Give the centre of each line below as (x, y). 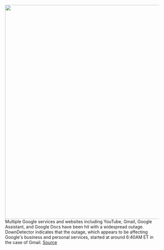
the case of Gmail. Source (31, 242)
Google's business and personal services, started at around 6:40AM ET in (79, 237)
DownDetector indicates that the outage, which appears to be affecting (76, 232)
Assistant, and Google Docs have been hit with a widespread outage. (74, 227)
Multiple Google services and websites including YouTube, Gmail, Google (79, 222)
